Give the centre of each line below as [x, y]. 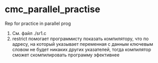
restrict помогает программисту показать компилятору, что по [80, 39]
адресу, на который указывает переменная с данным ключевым [83, 44]
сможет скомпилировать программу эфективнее [66, 55]
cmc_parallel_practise [53, 9]
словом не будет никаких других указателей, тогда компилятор [82, 49]
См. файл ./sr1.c [29, 33]
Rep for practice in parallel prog [38, 23]
